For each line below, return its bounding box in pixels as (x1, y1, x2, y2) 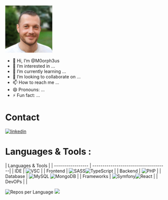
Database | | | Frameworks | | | (5, 173, 158, 179)
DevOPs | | (5, 178, 28, 184)
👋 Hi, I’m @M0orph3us (12, 58, 60, 63)
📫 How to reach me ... (12, 79, 59, 85)
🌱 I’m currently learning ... (12, 68, 66, 74)
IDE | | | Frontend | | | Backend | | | (15, 168, 161, 174)
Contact (5, 112, 40, 123)
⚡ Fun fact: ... (12, 92, 40, 98)
